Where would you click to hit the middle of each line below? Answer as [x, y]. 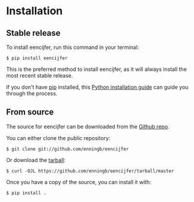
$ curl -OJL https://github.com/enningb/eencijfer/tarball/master [90, 171]
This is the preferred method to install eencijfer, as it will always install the [97, 69]
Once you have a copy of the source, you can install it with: [79, 182]
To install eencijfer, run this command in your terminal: [73, 47]
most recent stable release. [40, 75]
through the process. [32, 93]
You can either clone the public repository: [58, 138]
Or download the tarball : [36, 160]
